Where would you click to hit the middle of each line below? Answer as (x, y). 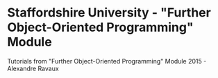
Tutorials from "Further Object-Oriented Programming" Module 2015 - (107, 61)
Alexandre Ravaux (33, 68)
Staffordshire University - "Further (109, 13)
